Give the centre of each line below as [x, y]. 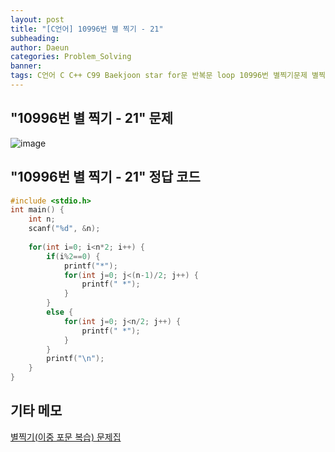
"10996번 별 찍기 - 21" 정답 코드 [105, 177]
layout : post [37, 19]
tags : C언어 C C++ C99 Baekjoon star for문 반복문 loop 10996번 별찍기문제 [159, 76]
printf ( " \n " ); [75, 359]
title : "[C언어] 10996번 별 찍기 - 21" [87, 29]
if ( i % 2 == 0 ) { [73, 256]
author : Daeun [40, 47]
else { [60, 312]
